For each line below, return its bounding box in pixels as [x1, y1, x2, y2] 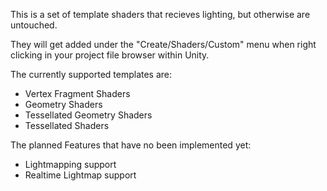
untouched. [10, 19, 58, 31]
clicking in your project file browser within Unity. [10, 49, 210, 61]
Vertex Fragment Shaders [24, 88, 131, 99]
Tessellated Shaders [24, 120, 110, 131]
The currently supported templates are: [10, 69, 173, 80]
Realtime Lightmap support [24, 169, 137, 181]
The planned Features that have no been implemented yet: [10, 139, 252, 151]
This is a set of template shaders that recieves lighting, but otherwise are [10, 9, 311, 20]
